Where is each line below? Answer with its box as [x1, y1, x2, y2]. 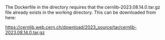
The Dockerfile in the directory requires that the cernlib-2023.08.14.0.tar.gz [5, 4, 160, 10]
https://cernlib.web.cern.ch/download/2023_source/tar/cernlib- [5, 24, 137, 30]
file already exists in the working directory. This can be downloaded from [5, 9, 156, 15]
